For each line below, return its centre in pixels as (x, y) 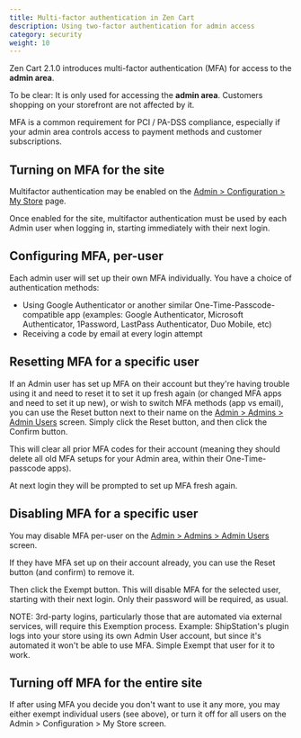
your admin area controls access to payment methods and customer (136, 132)
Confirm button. (39, 431)
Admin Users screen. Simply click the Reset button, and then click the (138, 422)
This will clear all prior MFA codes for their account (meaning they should (145, 449)
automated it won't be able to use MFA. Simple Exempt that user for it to (142, 645)
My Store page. (38, 201)
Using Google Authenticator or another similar (107, 305)
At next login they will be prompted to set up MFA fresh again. (124, 485)
